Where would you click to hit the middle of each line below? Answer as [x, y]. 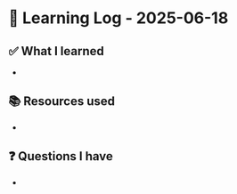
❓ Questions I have [61, 156]
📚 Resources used [62, 101]
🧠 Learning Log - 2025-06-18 [118, 18]
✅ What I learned [56, 51]
